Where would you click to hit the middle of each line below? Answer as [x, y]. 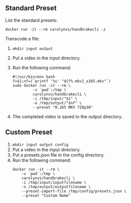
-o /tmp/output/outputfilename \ [56, 187]
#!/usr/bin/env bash [34, 77]
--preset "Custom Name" [46, 196]
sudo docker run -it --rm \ [41, 85]
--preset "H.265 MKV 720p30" [63, 107]
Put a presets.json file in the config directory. [59, 155]
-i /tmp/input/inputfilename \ [54, 182]
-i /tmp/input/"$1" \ [55, 99]
